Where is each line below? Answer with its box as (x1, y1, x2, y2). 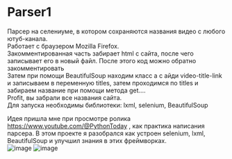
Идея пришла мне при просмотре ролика (7, 114, 131, 122)
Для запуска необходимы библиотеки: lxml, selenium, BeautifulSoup (7, 101, 208, 109)
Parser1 (7, 4, 52, 20)
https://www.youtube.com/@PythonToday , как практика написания (7, 122, 205, 130)
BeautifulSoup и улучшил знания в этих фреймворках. (7, 136, 167, 144)
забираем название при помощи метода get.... (7, 86, 146, 94)
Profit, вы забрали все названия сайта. (7, 93, 122, 101)
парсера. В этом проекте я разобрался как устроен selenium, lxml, (7, 129, 206, 137)
